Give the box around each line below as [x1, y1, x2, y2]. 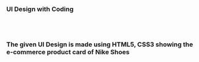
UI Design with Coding [6, 5, 74, 13]
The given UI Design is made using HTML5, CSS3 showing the [6, 40, 194, 49]
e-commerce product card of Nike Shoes [6, 48, 130, 57]
